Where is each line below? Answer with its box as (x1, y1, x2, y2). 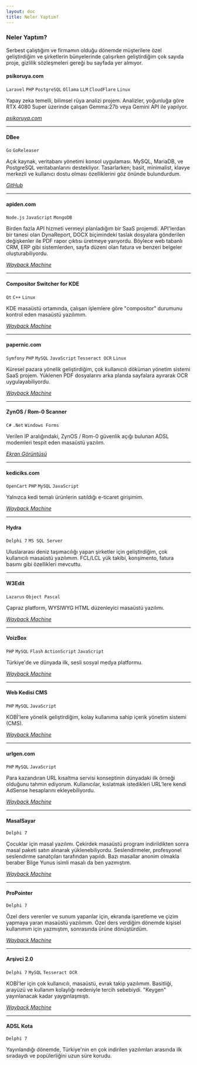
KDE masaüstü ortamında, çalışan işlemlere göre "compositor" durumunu (6, 304, 183, 311)
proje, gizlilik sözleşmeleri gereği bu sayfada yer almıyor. (6, 59, 143, 66)
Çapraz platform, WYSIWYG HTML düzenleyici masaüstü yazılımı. (6, 604, 165, 611)
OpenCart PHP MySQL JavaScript (6, 483, 79, 490)
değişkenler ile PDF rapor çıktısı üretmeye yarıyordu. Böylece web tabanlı (6, 238, 183, 245)
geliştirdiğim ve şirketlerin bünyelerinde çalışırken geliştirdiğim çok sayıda (6, 53, 184, 60)
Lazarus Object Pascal (6, 593, 60, 600)
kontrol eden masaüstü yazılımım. (6, 311, 87, 318)
